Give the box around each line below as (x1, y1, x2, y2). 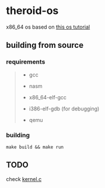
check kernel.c (6, 175, 42, 182)
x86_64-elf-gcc (29, 93, 67, 100)
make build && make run (6, 144, 64, 150)
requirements (6, 58, 45, 66)
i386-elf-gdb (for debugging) (29, 105, 100, 112)
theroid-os (6, 4, 59, 18)
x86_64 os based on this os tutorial (6, 23, 90, 30)
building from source (6, 40, 83, 50)
